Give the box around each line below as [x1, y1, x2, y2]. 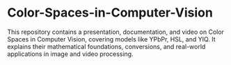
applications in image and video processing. [7, 50, 134, 58]
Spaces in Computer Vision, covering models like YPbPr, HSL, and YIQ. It [7, 35, 216, 43]
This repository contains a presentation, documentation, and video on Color [7, 28, 225, 36]
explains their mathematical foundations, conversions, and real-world [7, 42, 206, 50]
